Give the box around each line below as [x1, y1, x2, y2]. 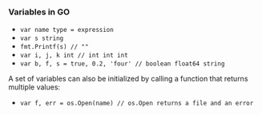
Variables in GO [8, 6, 71, 18]
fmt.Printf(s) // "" [19, 43, 89, 51]
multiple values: [8, 82, 61, 92]
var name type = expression [19, 26, 114, 34]
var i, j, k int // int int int [19, 51, 128, 60]
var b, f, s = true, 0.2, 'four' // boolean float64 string [19, 60, 225, 68]
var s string [19, 34, 64, 42]
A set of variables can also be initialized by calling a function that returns [8, 74, 248, 84]
